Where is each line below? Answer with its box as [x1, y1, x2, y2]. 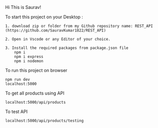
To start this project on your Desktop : [5, 14, 83, 19]
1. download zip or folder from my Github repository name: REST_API [5, 23, 153, 28]
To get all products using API [5, 90, 64, 96]
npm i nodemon [14, 58, 43, 63]
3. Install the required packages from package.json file [5, 45, 128, 50]
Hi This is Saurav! [5, 4, 41, 10]
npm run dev [5, 77, 30, 82]
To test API [5, 108, 28, 114]
